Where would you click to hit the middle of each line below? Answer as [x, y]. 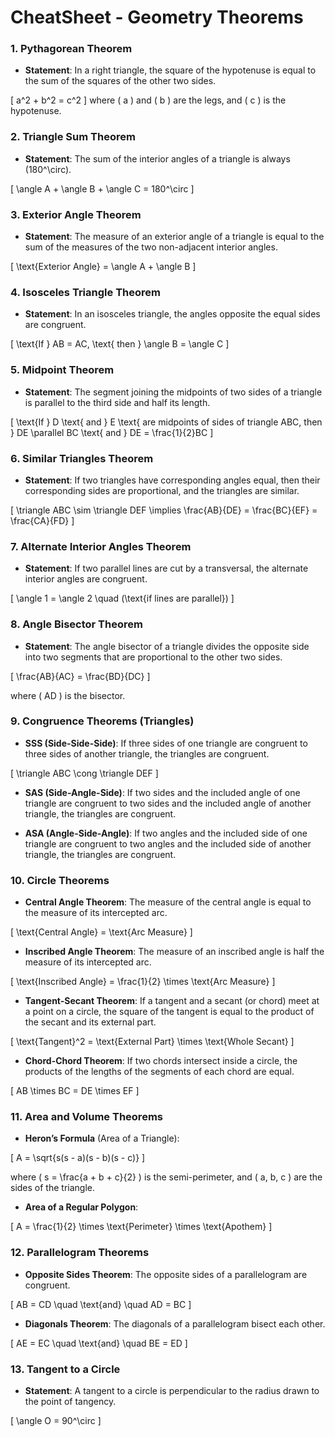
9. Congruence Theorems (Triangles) [102, 721]
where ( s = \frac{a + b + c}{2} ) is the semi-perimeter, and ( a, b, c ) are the [166, 1177]
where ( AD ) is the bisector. [68, 695]
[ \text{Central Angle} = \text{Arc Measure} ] [101, 932]
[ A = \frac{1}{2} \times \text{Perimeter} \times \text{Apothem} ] [141, 1227]
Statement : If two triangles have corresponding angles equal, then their [172, 480]
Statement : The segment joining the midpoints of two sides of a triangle [173, 392]
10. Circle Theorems [60, 880]
